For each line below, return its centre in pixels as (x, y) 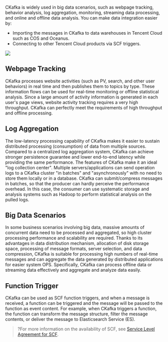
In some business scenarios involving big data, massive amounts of (75, 227)
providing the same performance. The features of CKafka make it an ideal (81, 162)
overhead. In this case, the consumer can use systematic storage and (77, 189)
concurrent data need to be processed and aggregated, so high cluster (78, 233)
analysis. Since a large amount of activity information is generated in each (82, 97)
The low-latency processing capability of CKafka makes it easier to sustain (82, 141)
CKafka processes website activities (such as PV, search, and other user (80, 81)
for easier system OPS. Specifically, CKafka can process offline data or (78, 265)
